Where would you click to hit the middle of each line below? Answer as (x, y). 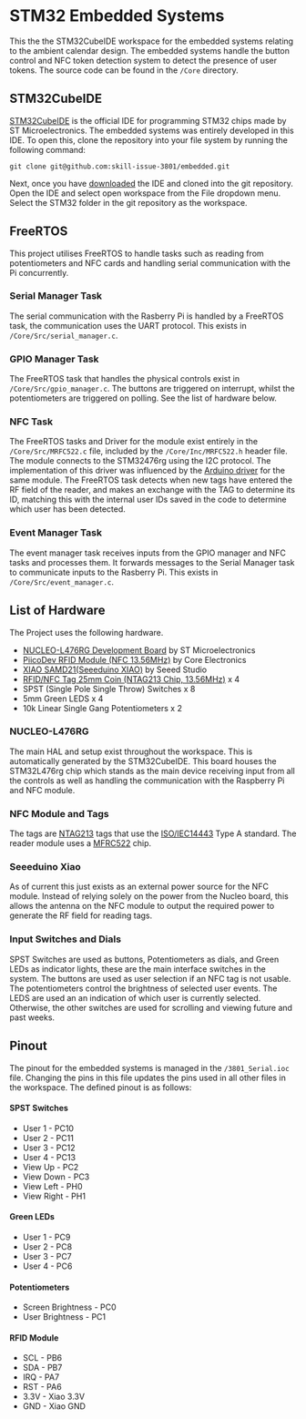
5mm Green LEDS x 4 (63, 699)
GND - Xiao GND (54, 1406)
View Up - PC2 (51, 1167)
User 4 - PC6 (47, 1266)
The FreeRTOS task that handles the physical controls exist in (124, 379)
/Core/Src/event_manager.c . (62, 582)
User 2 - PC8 (47, 1246)
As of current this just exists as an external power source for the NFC (139, 887)
